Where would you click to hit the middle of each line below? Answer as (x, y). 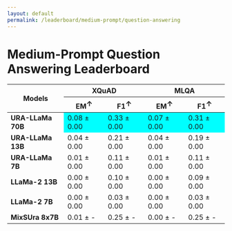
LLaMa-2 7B (32, 201)
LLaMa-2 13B (34, 182)
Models (36, 99)
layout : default (30, 13)
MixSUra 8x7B (35, 217)
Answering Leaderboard (78, 69)
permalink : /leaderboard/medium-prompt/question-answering (94, 20)
